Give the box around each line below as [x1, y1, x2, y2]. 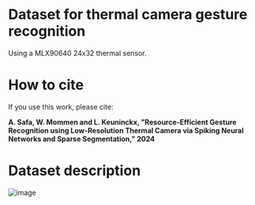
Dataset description [8, 162, 141, 180]
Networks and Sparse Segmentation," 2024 [8, 134, 156, 143]
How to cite [8, 76, 84, 94]
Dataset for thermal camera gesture [8, 6, 248, 24]
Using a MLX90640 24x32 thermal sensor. [8, 48, 148, 58]
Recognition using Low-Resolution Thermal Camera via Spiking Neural [8, 125, 245, 135]
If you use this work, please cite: [8, 102, 114, 111]
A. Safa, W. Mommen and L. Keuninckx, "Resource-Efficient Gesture [8, 117, 237, 127]
